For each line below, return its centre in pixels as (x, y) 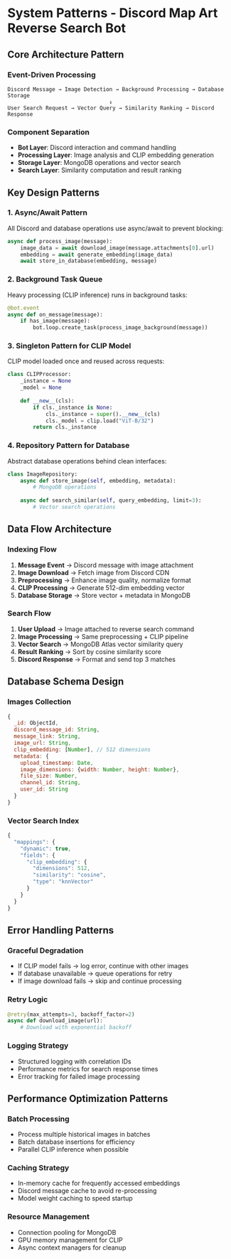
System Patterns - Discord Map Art (113, 13)
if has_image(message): (55, 321)
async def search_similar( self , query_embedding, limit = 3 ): (111, 500)
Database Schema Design (66, 681)
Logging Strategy (38, 1046)
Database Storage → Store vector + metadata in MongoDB (104, 595)
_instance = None (46, 381)
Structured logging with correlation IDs (74, 1061)
